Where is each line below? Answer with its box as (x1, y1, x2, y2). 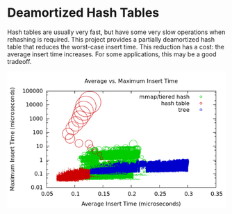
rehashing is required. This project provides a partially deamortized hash (7, 35, 215, 43)
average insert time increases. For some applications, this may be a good (7, 50, 217, 58)
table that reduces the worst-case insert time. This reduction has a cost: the (7, 42, 224, 51)
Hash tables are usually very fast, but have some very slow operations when (7, 28, 226, 36)
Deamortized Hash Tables (7, 5, 160, 21)
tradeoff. (7, 57, 32, 65)
